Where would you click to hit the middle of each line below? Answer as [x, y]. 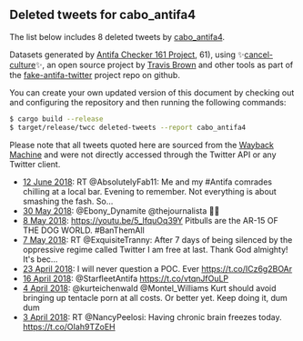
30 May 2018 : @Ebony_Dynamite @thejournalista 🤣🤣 [121, 211]
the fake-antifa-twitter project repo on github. [95, 75]
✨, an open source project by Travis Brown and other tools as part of [164, 65]
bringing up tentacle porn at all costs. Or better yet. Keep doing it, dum [155, 297]
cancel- [259, 55]
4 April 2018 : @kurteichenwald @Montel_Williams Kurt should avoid [149, 288]
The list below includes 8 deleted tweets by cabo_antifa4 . [117, 36]
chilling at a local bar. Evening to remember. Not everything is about [150, 191]
